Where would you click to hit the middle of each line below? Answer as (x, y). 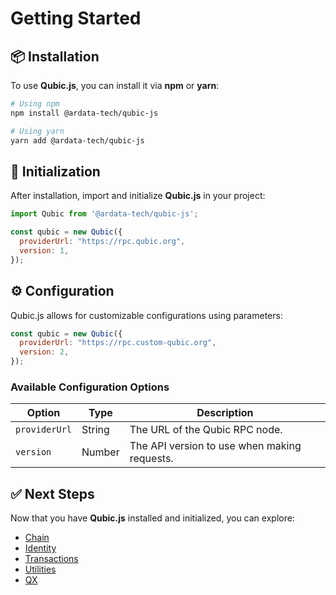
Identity (40, 548)
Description (225, 413)
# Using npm (35, 104)
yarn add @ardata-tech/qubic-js (77, 140)
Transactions (51, 559)
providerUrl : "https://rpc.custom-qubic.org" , (118, 343)
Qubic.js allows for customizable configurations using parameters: (146, 315)
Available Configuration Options (90, 387)
